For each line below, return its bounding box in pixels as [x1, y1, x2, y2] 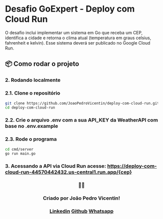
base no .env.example [5, 123, 58, 129]
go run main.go [5, 151, 36, 156]
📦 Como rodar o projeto [5, 60, 79, 68]
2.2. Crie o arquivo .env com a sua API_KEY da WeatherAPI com [5, 117, 158, 124]
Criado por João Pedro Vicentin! [43, 195, 120, 202]
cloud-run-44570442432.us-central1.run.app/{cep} [5, 169, 132, 175]
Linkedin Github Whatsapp [49, 207, 114, 214]
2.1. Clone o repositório [5, 90, 61, 96]
